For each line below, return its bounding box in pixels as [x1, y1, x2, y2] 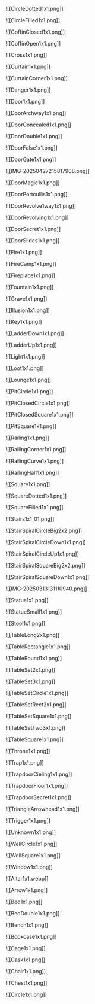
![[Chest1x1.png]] [5, 979, 47, 987]
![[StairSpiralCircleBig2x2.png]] [5, 527, 83, 534]
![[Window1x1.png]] [5, 863, 53, 870]
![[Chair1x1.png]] [5, 968, 46, 975]
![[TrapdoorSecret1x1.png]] [5, 794, 72, 801]
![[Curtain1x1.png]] [5, 63, 51, 70]
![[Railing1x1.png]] [5, 434, 49, 441]
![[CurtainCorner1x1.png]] [5, 75, 68, 81]
